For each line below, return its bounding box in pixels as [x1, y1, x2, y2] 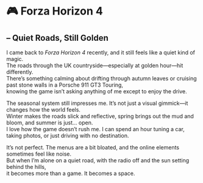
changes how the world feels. [6, 106, 81, 113]
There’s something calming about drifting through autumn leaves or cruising [6, 75, 197, 82]
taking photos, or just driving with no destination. [6, 132, 129, 139]
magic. [6, 56, 24, 62]
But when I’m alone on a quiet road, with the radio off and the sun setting [6, 157, 190, 164]
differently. [6, 68, 34, 76]
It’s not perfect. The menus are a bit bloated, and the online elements [6, 144, 180, 151]
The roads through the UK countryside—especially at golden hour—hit [6, 62, 183, 69]
